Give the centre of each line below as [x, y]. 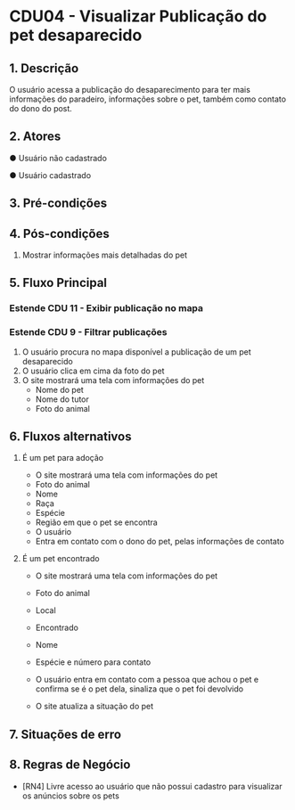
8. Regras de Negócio [70, 765]
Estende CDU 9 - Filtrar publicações [88, 332]
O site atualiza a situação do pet [94, 707]
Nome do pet [60, 389]
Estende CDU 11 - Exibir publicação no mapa [106, 308]
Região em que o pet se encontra [96, 522]
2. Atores [35, 137]
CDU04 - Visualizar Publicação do [138, 16]
